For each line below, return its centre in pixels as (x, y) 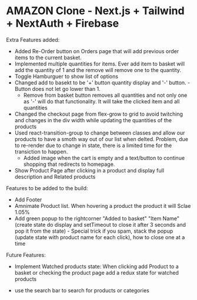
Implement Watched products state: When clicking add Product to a (97, 266)
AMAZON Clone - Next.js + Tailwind (95, 11)
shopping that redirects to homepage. (69, 164)
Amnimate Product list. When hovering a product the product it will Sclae (103, 206)
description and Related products (55, 177)
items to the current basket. (48, 57)
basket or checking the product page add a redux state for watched (97, 272)
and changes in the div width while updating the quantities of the (93, 120)
